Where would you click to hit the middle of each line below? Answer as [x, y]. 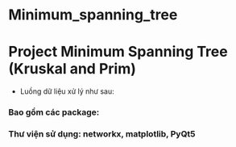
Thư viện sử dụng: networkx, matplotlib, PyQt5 [102, 133]
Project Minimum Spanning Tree [118, 52]
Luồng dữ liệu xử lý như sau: [67, 91]
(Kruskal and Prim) [72, 69]
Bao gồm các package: [54, 112]
